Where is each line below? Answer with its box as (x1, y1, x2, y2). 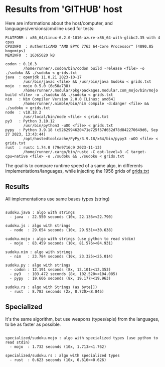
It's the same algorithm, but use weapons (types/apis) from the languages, (5, 316, 159, 322)
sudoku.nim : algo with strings (5, 250, 73, 255)
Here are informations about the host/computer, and (5, 20, 113, 26)
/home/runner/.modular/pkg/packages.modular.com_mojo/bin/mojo (23, 88, 158, 93)
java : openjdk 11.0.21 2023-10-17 (5, 74, 82, 80)
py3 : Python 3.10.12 (5, 118, 55, 124)
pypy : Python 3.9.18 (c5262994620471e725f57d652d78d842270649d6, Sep (5, 127, 158, 133)
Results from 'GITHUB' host (5, 4, 123, 15)
